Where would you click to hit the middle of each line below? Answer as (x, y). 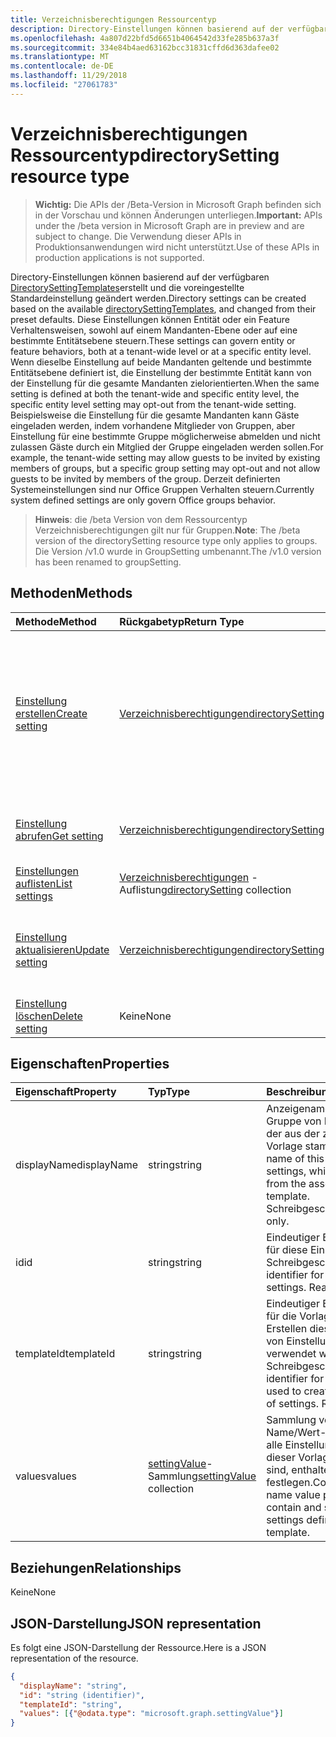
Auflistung (143, 889)
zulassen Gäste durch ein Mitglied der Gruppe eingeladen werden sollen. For (167, 447)
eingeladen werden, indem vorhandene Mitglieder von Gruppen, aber (153, 425)
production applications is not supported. (119, 257)
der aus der (293, 1134)
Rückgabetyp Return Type (182, 621)
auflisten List (44, 883)
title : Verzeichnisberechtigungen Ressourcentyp (113, 19)
